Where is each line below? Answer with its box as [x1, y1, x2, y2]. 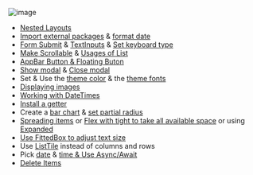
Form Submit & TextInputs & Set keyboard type [19, 40, 173, 49]
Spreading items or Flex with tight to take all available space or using [19, 116, 245, 125]
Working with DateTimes [19, 91, 100, 99]
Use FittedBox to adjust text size [19, 133, 126, 142]
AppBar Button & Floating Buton [19, 56, 125, 66]
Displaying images [19, 82, 81, 91]
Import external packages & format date [19, 32, 151, 41]
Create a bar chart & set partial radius [19, 107, 143, 117]
